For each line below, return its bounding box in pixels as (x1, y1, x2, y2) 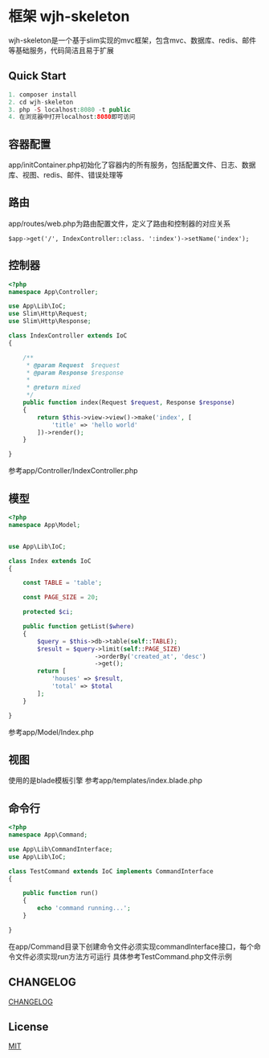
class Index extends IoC (8, 557, 92, 565)
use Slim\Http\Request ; (8, 310, 88, 318)
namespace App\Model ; (8, 521, 81, 529)
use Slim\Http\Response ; (8, 317, 92, 325)
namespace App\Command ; (8, 831, 88, 839)
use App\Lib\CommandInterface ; (8, 845, 113, 853)
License (8, 1019, 49, 1033)
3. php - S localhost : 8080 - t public (8, 105, 131, 113)
